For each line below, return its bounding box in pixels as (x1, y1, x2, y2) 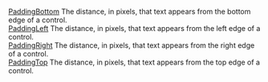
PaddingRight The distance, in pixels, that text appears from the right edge (8, 41, 255, 50)
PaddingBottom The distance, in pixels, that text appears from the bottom (8, 7, 251, 16)
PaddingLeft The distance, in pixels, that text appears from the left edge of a (8, 24, 261, 33)
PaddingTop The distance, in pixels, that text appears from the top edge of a (8, 57, 261, 67)
